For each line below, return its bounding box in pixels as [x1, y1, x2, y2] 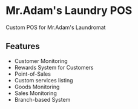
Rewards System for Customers [14, 64, 94, 71]
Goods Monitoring [14, 83, 60, 90]
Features [5, 41, 40, 51]
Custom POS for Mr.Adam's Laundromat [5, 24, 106, 31]
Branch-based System [14, 96, 71, 103]
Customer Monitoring [14, 57, 68, 64]
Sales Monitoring [14, 89, 57, 97]
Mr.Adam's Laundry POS [5, 4, 133, 18]
